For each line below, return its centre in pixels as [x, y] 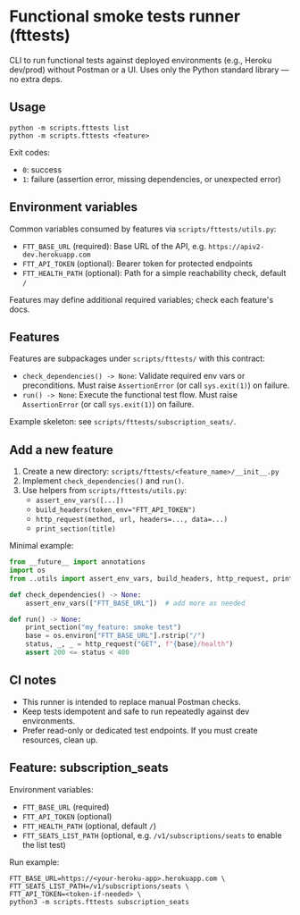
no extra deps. [36, 79]
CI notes [33, 680]
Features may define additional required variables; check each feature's [142, 299]
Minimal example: [42, 546]
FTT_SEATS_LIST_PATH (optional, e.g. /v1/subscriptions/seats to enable [152, 835]
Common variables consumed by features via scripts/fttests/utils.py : [143, 229]
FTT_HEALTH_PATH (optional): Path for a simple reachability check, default [154, 273]
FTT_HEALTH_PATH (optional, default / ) [89, 826]
